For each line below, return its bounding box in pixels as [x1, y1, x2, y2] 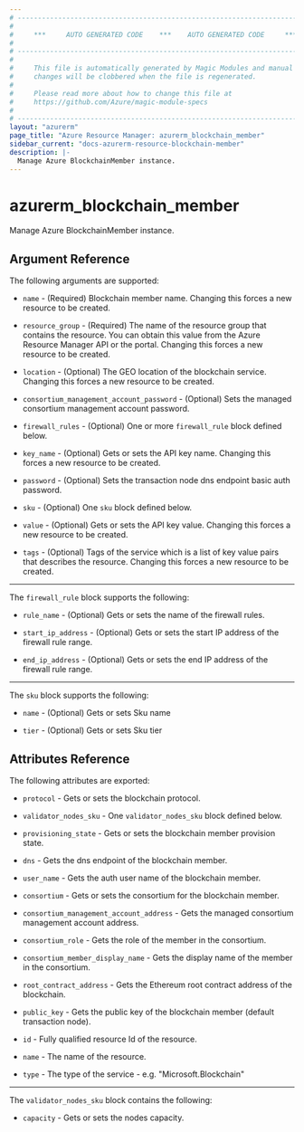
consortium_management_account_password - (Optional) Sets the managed [22, 394, 292, 404]
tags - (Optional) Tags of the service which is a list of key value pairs [22, 547, 279, 557]
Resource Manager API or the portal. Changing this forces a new [22, 339, 263, 350]
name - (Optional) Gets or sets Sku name [22, 708, 171, 718]
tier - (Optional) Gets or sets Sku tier [22, 725, 163, 736]
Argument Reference [9, 251, 130, 267]
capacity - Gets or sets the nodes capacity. [22, 1112, 185, 1123]
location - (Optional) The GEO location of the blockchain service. [22, 366, 267, 377]
